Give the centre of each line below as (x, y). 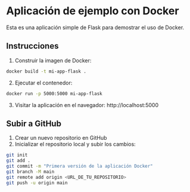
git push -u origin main (37, 182)
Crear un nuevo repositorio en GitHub (61, 138)
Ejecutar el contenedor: (43, 83)
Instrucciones (32, 46)
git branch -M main (30, 171)
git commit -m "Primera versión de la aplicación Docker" (80, 166)
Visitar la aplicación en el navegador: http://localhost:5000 (87, 105)
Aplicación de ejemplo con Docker (93, 11)
